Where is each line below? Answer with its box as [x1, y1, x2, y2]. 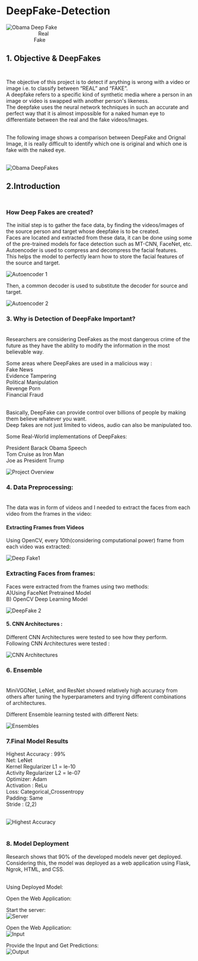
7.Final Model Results [6, 737, 69, 745]
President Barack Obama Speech [6, 444, 87, 451]
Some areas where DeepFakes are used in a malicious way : [6, 360, 152, 367]
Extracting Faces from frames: [6, 570, 96, 578]
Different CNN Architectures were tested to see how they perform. [6, 633, 168, 640]
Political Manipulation [6, 378, 59, 386]
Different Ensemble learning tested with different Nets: [6, 711, 139, 718]
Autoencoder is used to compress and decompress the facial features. [6, 247, 178, 254]
